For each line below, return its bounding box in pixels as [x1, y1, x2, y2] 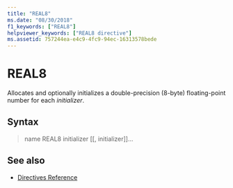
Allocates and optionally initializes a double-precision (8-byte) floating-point [7, 89, 226, 97]
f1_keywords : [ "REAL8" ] [7, 23, 77, 30]
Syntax [7, 116, 39, 128]
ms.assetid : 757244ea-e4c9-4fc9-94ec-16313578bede [7, 36, 157, 43]
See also [7, 155, 45, 166]
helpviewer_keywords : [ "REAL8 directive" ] [7, 29, 132, 37]
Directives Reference [17, 173, 78, 181]
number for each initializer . [7, 96, 85, 105]
